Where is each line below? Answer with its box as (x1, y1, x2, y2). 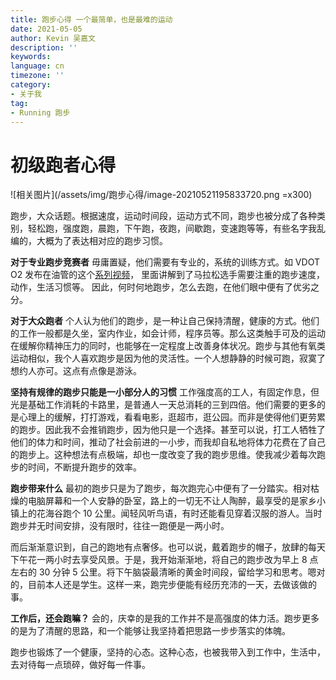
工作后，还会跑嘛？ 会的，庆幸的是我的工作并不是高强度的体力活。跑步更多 (10, 612, 320, 625)
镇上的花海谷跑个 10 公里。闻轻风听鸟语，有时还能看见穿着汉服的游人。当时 (10, 507, 323, 520)
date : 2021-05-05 (10, 24, 83, 34)
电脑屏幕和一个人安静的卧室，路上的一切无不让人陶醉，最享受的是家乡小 (27, 495, 326, 507)
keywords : (10, 52, 52, 62)
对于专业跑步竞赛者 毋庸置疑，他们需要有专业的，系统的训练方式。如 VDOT (10, 256, 320, 268)
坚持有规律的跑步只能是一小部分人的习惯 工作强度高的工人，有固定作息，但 (10, 386, 320, 398)
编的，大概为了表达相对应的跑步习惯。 (10, 235, 168, 247)
